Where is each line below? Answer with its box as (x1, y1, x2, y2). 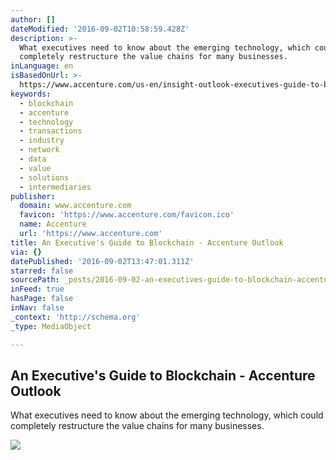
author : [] (10, 14, 56, 25)
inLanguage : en (10, 61, 74, 71)
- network (19, 145, 60, 155)
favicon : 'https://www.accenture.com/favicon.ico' (19, 210, 235, 220)
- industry (19, 136, 65, 146)
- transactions (19, 126, 83, 136)
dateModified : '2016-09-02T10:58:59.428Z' (10, 24, 190, 34)
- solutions (19, 172, 70, 183)
